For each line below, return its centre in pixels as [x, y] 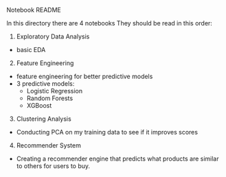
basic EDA [31, 50]
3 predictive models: [45, 84]
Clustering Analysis [44, 119]
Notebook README [34, 10]
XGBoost [39, 105]
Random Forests [50, 98]
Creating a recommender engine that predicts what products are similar [117, 158]
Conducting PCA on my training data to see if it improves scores [107, 132]
